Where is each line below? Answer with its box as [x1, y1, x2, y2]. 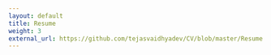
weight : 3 [8, 27, 42, 35]
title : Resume [8, 19, 57, 27]
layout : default [8, 11, 63, 20]
